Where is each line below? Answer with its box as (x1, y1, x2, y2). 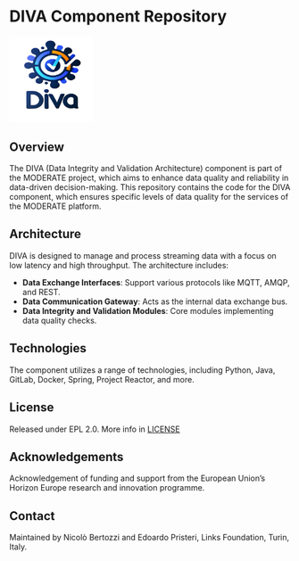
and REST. (21, 286, 61, 297)
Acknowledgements (9, 449, 124, 465)
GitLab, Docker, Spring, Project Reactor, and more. (9, 374, 195, 384)
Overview (9, 139, 65, 154)
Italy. (9, 541, 28, 552)
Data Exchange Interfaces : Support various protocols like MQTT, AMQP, (21, 276, 290, 287)
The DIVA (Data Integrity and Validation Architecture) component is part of (9, 163, 283, 174)
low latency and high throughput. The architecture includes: (9, 260, 229, 270)
